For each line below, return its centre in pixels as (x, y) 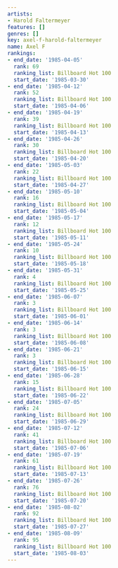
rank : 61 (26, 461)
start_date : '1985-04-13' (52, 132)
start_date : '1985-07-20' (52, 500)
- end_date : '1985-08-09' (45, 533)
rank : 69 (26, 66)
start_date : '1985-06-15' (52, 369)
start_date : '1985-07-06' (52, 448)
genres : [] (23, 34)
